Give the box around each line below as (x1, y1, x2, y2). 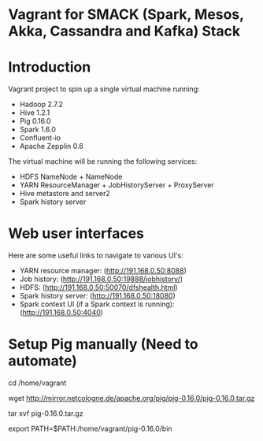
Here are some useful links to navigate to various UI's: (8, 250, 183, 261)
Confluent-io (19, 133, 61, 143)
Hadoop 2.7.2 (19, 100, 64, 109)
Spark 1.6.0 (19, 124, 57, 135)
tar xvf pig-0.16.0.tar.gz (8, 409, 84, 418)
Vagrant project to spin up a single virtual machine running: (8, 84, 200, 94)
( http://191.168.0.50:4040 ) (19, 308, 104, 317)
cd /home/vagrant (8, 378, 67, 387)
